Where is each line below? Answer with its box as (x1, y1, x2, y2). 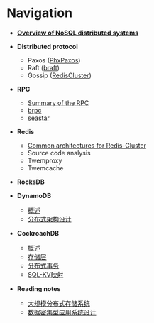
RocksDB (16, 177, 45, 186)
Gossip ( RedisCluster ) (27, 71, 92, 80)
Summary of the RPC (27, 98, 89, 107)
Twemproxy (27, 156, 62, 165)
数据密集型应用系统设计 (27, 307, 97, 317)
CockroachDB (16, 229, 60, 237)
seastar (27, 114, 50, 122)
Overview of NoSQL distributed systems (16, 28, 139, 37)
